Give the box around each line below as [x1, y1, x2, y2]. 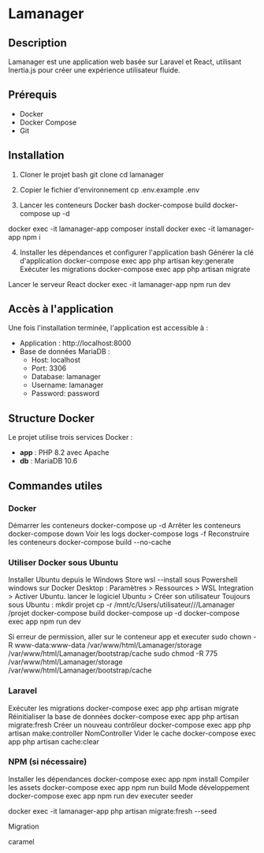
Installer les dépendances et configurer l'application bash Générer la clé [19, 248, 255, 257]
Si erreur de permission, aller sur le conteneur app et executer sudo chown [8, 632, 252, 642]
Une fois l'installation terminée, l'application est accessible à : [8, 323, 209, 333]
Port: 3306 [31, 363, 67, 373]
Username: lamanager [31, 380, 104, 390]
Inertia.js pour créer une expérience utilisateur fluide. [8, 65, 180, 75]
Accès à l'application [8, 303, 114, 316]
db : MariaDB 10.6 [19, 456, 78, 466]
